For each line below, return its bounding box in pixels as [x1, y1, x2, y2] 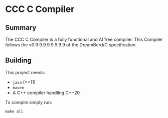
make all [5, 109, 24, 114]
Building [5, 56, 32, 65]
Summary [5, 23, 37, 32]
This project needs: [5, 69, 45, 75]
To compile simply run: [5, 99, 53, 105]
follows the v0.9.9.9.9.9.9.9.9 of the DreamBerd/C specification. [5, 42, 137, 48]
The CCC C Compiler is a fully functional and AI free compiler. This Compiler [5, 36, 163, 42]
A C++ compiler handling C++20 [12, 90, 80, 96]
